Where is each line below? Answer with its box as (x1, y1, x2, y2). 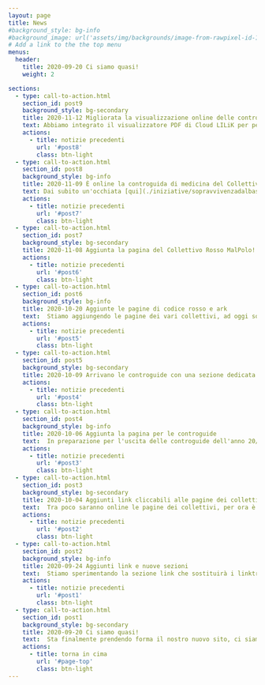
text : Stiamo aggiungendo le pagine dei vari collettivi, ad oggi (22, 312, 248, 320)
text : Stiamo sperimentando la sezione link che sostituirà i (22, 570, 235, 578)
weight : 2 (22, 70, 55, 78)
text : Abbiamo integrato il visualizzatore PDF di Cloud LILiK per (22, 122, 248, 130)
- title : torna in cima (28, 650, 108, 658)
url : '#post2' (36, 525, 83, 533)
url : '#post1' (36, 592, 83, 600)
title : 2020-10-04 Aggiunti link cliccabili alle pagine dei (22, 495, 227, 504)
